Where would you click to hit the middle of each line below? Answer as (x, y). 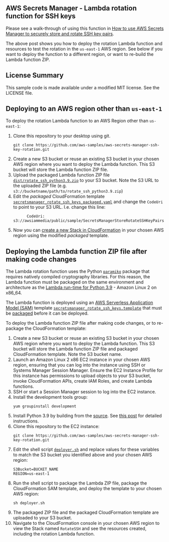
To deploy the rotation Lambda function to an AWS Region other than (77, 121)
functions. (23, 386)
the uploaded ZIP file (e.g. (40, 186)
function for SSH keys (41, 16)
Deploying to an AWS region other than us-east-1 (84, 109)
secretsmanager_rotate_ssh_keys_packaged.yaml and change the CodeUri (88, 202)
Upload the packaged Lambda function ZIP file (61, 175)
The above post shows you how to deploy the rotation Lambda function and (84, 43)
